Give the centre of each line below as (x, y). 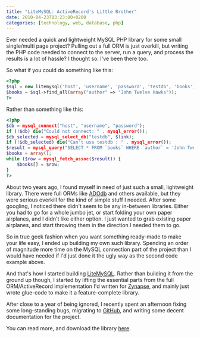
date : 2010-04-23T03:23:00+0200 (46, 17)
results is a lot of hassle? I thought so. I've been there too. (77, 59)
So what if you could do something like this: (60, 70)
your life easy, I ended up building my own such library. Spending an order (97, 243)
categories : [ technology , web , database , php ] (65, 23)
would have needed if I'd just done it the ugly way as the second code (92, 255)
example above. (26, 262)
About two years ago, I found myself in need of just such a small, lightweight (100, 187)
